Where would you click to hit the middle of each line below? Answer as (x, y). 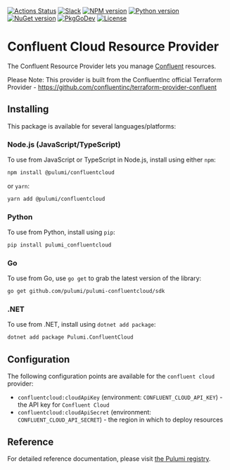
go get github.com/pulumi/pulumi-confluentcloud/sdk (86, 292)
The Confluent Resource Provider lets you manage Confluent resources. (112, 66)
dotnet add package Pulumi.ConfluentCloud (70, 337)
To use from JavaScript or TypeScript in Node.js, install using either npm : (111, 160)
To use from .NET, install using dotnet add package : (82, 325)
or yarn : (19, 185)
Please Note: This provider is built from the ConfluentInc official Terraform (115, 79)
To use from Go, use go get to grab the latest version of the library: (104, 278)
